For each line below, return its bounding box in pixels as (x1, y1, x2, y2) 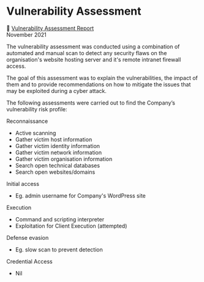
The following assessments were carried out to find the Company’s (6, 99, 176, 106)
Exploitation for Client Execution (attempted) (15, 222, 127, 229)
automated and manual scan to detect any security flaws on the (6, 49, 167, 56)
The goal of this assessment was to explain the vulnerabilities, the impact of (6, 74, 198, 81)
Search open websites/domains (15, 168, 96, 176)
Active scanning (15, 129, 56, 136)
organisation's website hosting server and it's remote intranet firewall (6, 56, 181, 63)
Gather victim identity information (15, 142, 100, 149)
